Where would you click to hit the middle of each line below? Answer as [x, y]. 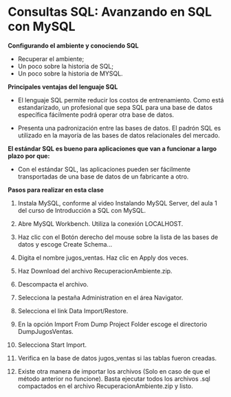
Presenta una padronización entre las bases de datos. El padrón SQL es [119, 128]
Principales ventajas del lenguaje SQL [63, 87]
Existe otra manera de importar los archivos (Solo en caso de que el [114, 371]
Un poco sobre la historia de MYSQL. [70, 73]
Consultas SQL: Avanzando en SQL [110, 12]
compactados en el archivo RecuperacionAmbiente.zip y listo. [105, 386]
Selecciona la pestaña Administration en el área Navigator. [100, 297]
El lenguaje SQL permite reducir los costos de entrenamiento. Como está [121, 100]
